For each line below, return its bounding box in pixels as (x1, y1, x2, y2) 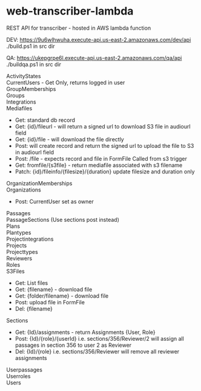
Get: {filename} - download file (15, 286, 93, 293)
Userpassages (6, 366, 42, 373)
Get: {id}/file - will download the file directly (15, 135, 124, 143)
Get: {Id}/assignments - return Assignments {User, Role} (15, 329, 156, 336)
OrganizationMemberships (6, 179, 73, 187)
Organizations (6, 186, 41, 193)
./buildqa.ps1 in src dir (6, 61, 62, 68)
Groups (6, 92, 25, 99)
